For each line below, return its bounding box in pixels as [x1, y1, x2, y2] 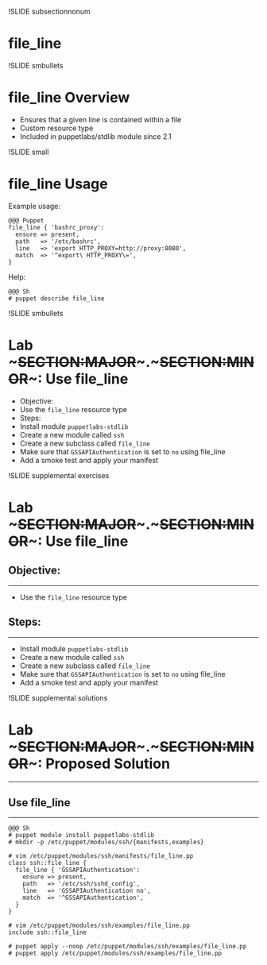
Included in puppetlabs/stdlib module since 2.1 [19, 131, 172, 141]
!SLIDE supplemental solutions [8, 693, 108, 702]
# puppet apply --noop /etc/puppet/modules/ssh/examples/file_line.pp [8, 943, 247, 951]
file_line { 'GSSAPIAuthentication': [15, 866, 141, 874]
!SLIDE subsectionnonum [8, 7, 91, 16]
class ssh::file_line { [8, 859, 87, 867]
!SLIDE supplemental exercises [8, 470, 110, 480]
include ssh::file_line [8, 928, 87, 936]
